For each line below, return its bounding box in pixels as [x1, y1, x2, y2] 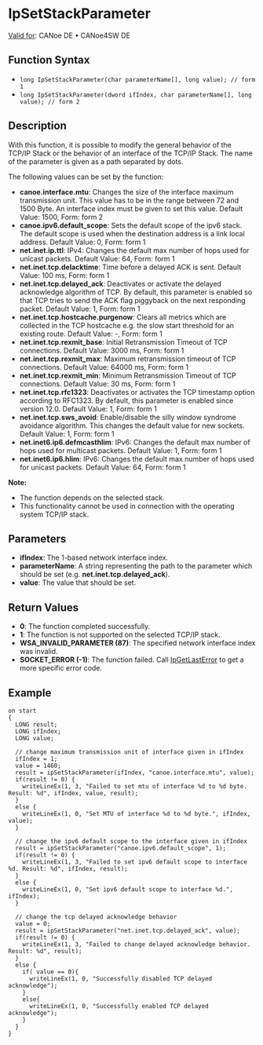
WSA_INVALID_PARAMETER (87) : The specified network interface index [19, 638, 256, 648]
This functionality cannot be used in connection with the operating [19, 501, 235, 510]
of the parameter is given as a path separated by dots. [8, 156, 184, 166]
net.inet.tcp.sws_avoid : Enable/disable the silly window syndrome [19, 412, 237, 422]
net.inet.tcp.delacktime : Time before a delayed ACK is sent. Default [19, 262, 242, 272]
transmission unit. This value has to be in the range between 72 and [19, 195, 239, 205]
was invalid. [19, 647, 58, 656]
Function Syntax [8, 53, 90, 67]
